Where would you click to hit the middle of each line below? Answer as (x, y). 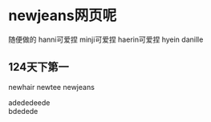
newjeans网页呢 (63, 16)
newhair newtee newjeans (51, 87)
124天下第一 (39, 67)
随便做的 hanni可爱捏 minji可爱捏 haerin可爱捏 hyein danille (106, 39)
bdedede (23, 111)
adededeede (29, 102)
